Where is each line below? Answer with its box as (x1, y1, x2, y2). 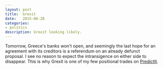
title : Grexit (5, 12, 36, 17)
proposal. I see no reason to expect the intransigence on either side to (5, 53, 147, 59)
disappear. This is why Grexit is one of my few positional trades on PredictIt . (5, 59, 159, 64)
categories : (5, 20, 29, 26)
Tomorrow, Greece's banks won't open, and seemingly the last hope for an (5, 43, 156, 49)
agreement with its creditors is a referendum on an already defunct (5, 48, 140, 54)
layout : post (5, 7, 32, 12)
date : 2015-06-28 (5, 16, 45, 21)
